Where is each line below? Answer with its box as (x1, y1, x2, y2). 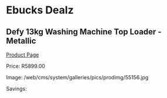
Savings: (6, 85, 28, 92)
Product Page (6, 51, 39, 58)
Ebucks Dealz (6, 3, 74, 17)
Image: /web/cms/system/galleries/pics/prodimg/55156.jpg (6, 74, 149, 80)
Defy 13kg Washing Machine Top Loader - (6, 27, 162, 37)
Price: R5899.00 (6, 62, 46, 69)
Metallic (6, 36, 36, 45)
